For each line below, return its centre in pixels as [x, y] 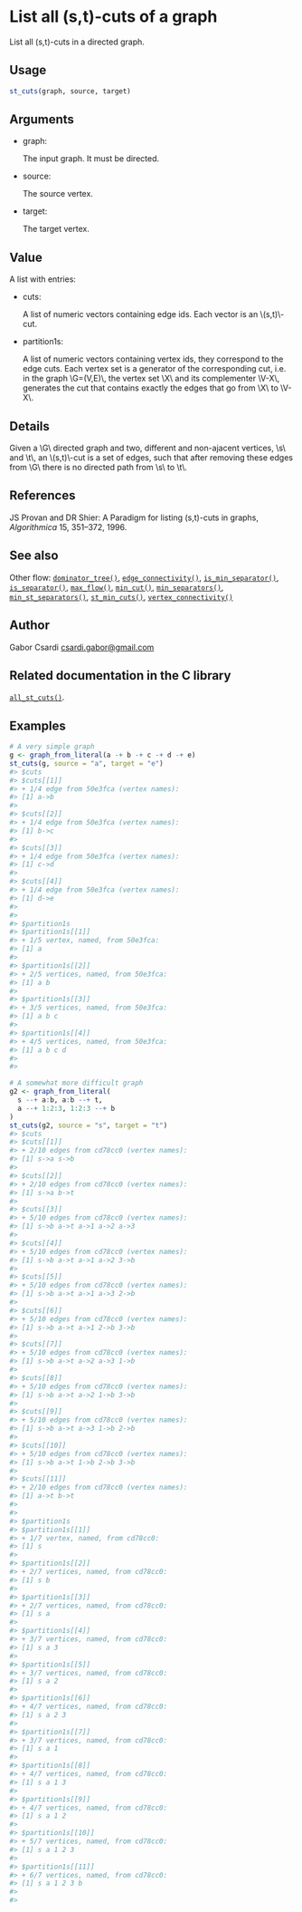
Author [29, 626]
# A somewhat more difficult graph [76, 1083]
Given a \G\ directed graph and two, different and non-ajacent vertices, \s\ [148, 448]
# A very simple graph [52, 747]
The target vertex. [56, 229]
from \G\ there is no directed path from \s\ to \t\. [99, 468]
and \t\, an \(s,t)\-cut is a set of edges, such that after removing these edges [151, 458]
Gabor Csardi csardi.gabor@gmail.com [82, 647]
